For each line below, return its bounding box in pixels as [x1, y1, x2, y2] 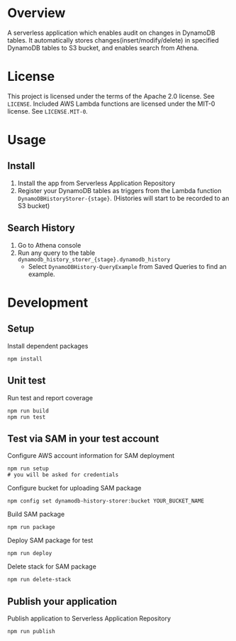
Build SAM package [7, 510, 65, 519]
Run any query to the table [17, 248, 96, 257]
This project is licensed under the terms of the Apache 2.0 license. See [7, 92, 215, 100]
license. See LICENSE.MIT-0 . [7, 106, 89, 115]
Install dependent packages [7, 341, 89, 350]
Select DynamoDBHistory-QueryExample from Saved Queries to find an [28, 262, 227, 270]
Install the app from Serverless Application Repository [17, 179, 176, 187]
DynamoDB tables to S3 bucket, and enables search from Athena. [7, 43, 199, 52]
